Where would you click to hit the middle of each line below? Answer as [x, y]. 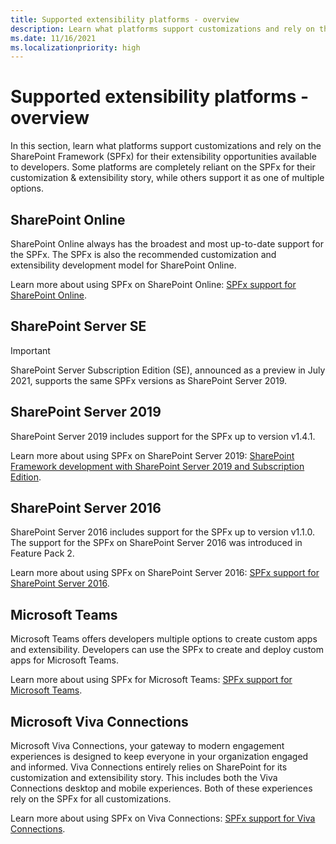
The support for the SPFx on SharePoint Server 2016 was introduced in [156, 543]
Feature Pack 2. [42, 553]
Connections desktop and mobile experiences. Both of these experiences [161, 788]
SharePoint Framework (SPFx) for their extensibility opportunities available [163, 157]
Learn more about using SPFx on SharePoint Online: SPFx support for [153, 284]
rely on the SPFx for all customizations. [91, 799]
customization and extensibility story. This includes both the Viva [144, 778]
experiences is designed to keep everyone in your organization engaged [159, 757]
